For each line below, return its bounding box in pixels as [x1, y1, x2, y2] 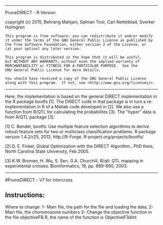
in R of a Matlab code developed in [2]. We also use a [37, 104, 144, 109]
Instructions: [5, 191, 45, 199]
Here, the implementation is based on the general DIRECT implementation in [5, 93, 157, 99]
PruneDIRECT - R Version [5, 10, 56, 15]
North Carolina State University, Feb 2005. [5, 149, 90, 154]
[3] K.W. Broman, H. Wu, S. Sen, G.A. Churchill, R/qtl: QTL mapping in [5, 158, 144, 163]
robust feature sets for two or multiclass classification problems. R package [5, 129, 156, 134]
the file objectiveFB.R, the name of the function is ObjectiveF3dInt [5, 214, 137, 220]
